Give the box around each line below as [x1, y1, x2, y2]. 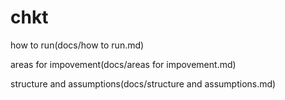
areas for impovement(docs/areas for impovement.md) [10, 58, 237, 70]
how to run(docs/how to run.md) [10, 39, 145, 51]
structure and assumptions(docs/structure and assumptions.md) [10, 77, 277, 90]
